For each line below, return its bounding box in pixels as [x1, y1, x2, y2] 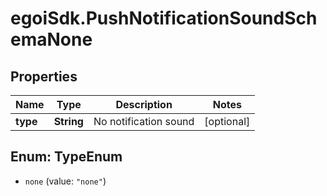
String [53, 115, 84, 128]
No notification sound [93, 115, 195, 128]
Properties [10, 68, 78, 85]
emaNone [10, 28, 93, 51]
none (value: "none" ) [24, 175, 107, 187]
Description [115, 98, 173, 111]
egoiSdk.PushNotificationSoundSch [10, 7, 318, 30]
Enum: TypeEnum [10, 148, 123, 166]
